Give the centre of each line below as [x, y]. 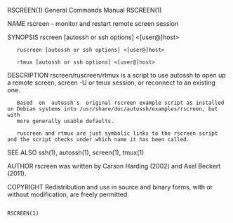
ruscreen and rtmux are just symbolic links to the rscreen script [117, 134]
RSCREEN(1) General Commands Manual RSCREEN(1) [85, 10]
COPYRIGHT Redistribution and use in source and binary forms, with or [110, 187]
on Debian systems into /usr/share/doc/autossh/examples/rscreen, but [113, 109]
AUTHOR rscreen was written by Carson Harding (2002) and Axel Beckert [114, 166]
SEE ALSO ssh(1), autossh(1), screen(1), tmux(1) [76, 152]
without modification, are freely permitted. [68, 194]
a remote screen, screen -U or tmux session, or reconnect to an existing [111, 82]
